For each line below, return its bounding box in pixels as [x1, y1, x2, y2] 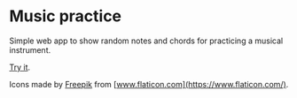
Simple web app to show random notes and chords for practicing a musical [9, 35, 284, 46]
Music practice [9, 6, 122, 26]
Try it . [9, 62, 31, 72]
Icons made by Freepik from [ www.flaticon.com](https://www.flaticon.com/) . [9, 79, 289, 89]
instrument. [9, 44, 51, 55]
